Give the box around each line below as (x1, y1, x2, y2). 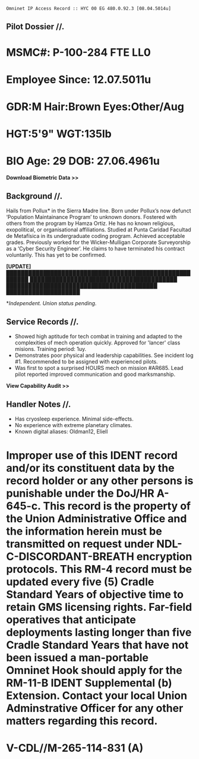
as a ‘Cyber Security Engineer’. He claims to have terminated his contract (6, 244, 185, 252)
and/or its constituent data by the (6, 461, 175, 475)
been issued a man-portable (6, 651, 149, 664)
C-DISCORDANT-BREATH (6, 550, 135, 563)
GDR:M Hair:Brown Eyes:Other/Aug (6, 100, 184, 113)
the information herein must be (6, 524, 162, 538)
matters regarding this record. (6, 714, 158, 727)
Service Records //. (6, 317, 79, 327)
